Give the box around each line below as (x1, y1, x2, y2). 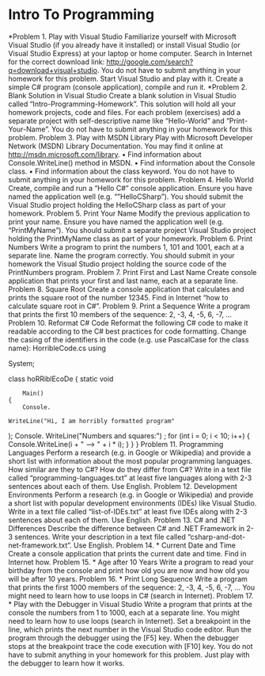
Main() (22, 389, 44, 397)
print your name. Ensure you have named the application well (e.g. (8, 216, 224, 227)
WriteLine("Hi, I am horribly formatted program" (8, 417, 176, 425)
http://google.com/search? (106, 57, 194, 67)
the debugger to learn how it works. (8, 658, 125, 667)
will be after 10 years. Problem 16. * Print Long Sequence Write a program (8, 574, 248, 583)
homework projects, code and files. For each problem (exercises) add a (8, 107, 241, 116)
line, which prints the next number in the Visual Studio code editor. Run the (8, 624, 252, 634)
